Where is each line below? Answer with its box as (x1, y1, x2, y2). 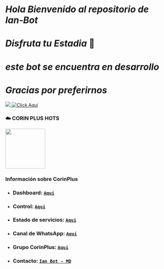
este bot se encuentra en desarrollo (5, 61, 159, 72)
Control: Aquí (12, 203, 46, 210)
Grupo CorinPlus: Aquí (12, 244, 69, 251)
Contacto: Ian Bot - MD (12, 257, 71, 264)
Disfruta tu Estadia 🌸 (5, 38, 95, 49)
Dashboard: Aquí (12, 189, 54, 196)
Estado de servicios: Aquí (12, 217, 76, 224)
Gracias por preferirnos (5, 84, 107, 96)
